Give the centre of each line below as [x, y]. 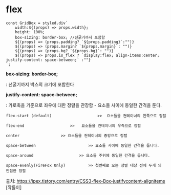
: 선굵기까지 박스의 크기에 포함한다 [40, 84]
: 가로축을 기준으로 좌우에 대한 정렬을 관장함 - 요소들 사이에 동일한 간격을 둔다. [84, 105]
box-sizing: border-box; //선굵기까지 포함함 [60, 37]
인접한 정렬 [16, 171]
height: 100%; [30, 32]
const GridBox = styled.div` [37, 23]
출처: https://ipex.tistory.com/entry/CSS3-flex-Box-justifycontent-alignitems [85, 181]
